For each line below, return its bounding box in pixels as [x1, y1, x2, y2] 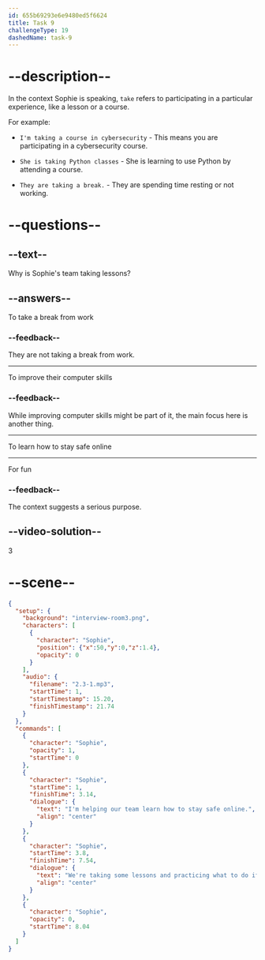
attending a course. [19, 165, 84, 175]
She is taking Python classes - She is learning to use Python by [19, 156, 231, 166]
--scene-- [8, 574, 76, 591]
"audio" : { [22, 673, 58, 681]
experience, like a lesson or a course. [8, 102, 130, 111]
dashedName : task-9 [8, 33, 73, 42]
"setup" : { [15, 607, 51, 615]
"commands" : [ [15, 725, 62, 732]
